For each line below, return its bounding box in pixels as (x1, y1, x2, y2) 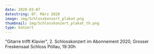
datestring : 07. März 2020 (5, 12, 60, 17)
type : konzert (5, 25, 34, 30)
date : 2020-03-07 (5, 7, 41, 12)
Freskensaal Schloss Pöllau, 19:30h (5, 44, 76, 50)
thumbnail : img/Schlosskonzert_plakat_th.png (5, 20, 99, 26)
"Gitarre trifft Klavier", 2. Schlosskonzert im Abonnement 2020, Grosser (5, 38, 149, 44)
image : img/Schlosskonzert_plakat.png (5, 16, 84, 21)
